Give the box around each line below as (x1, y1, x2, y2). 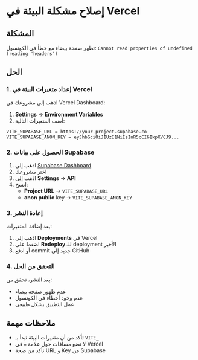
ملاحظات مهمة (6, 318, 56, 328)
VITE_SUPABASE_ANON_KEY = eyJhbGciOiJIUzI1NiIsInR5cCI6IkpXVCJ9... (6, 134, 180, 140)
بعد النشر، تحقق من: (6, 276, 53, 283)
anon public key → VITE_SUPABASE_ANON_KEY (24, 193, 133, 201)
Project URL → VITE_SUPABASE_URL (24, 187, 109, 194)
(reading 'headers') (6, 51, 59, 57)
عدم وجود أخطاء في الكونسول (14, 294, 83, 301)
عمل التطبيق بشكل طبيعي (14, 300, 74, 307)
